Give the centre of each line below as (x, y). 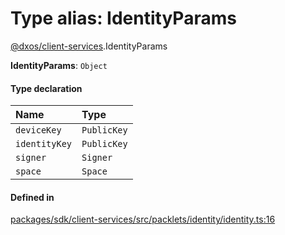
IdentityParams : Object (59, 65)
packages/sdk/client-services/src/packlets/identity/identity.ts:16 (143, 219)
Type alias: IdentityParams (123, 18)
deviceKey (38, 130)
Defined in (32, 197)
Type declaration (46, 88)
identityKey (44, 144)
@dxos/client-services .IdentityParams (89, 46)
